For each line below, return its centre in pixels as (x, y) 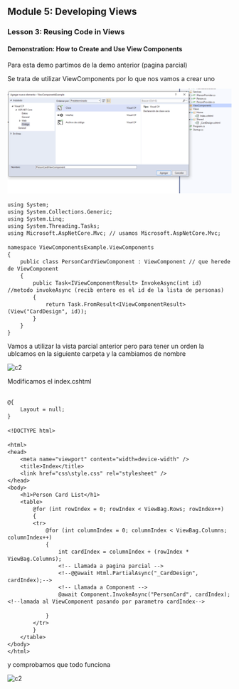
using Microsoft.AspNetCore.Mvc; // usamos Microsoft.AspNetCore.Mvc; (114, 233)
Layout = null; (43, 409)
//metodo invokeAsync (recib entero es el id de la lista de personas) (116, 290)
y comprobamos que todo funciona (59, 664)
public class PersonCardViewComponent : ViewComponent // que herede (126, 262)
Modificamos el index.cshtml (49, 381)
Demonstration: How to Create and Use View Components (95, 48)
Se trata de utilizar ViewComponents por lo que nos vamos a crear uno (111, 78)
